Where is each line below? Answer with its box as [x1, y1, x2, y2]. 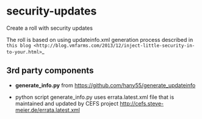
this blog [6, 42, 32, 49]
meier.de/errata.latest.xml [15, 106, 81, 114]
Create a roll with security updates [6, 24, 93, 32]
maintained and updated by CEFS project [15, 100, 119, 107]
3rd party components [6, 66, 94, 76]
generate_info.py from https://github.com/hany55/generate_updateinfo [15, 81, 196, 89]
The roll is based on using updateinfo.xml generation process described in [6, 36, 193, 43]
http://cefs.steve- [120, 100, 164, 107]
